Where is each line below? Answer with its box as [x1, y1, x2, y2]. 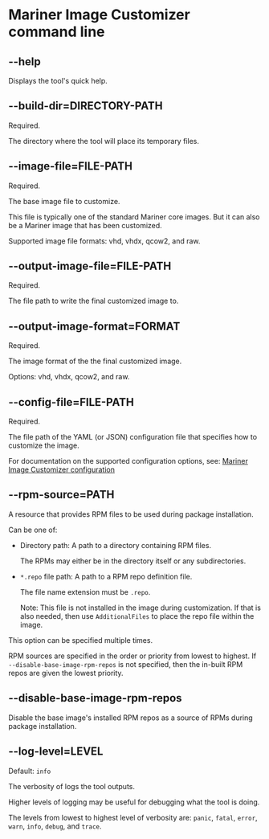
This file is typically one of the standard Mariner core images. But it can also [8, 211, 260, 222]
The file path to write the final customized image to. [8, 296, 179, 306]
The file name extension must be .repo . [19, 587, 151, 596]
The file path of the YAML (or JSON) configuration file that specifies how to [8, 432, 258, 442]
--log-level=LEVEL [8, 745, 104, 759]
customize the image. [8, 440, 80, 451]
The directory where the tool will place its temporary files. [8, 136, 199, 145]
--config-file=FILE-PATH [8, 395, 135, 409]
